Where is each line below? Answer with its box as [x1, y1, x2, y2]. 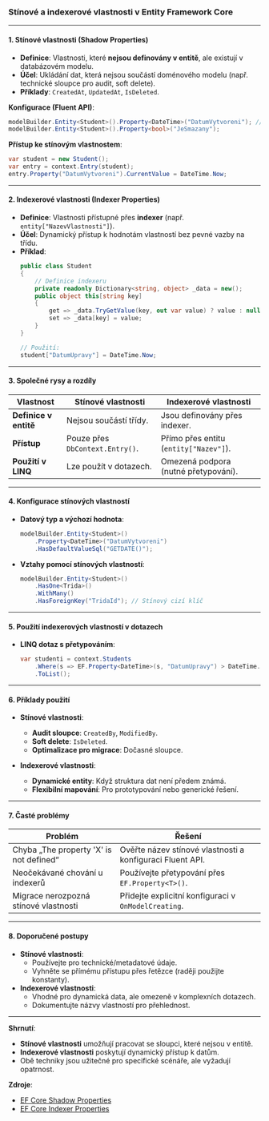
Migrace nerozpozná [12, 890, 90, 902]
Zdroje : [8, 1079, 34, 1089]
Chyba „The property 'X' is [12, 844, 112, 855]
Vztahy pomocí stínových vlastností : [19, 559, 146, 569]
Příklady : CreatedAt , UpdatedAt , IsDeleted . [19, 86, 160, 96]
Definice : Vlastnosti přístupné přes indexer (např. [19, 213, 184, 223]
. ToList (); [34, 670, 71, 678]
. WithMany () [34, 589, 74, 598]
